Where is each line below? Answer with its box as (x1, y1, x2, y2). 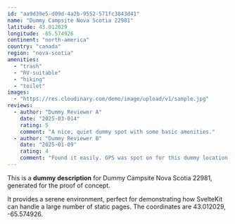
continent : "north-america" (7, 37, 90, 44)
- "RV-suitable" (13, 69, 61, 76)
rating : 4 (20, 148, 49, 155)
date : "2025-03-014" (20, 115, 80, 122)
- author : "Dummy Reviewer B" (13, 135, 102, 142)
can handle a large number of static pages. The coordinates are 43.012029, (7, 202, 227, 211)
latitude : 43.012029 (7, 23, 68, 30)
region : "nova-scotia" (7, 50, 74, 57)
